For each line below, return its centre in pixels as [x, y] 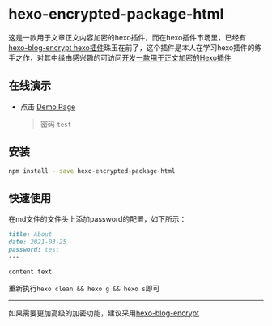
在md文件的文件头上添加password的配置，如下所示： [98, 219]
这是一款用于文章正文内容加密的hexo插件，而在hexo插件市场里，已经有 [127, 37]
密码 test [56, 124]
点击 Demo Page [48, 107]
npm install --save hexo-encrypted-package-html [92, 171]
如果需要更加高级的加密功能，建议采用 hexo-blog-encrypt [104, 313]
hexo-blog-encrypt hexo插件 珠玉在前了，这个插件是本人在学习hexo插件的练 [135, 47]
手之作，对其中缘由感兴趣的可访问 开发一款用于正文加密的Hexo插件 [120, 57]
